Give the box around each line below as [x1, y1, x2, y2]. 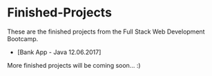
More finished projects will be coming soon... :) [7, 61, 141, 69]
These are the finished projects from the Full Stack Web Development [7, 27, 205, 36]
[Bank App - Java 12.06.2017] [17, 48, 102, 56]
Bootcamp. [7, 34, 39, 42]
